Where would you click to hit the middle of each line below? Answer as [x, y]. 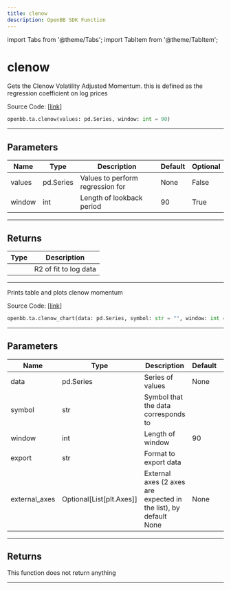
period [91, 207]
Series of [158, 377]
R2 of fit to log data [65, 269]
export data [163, 462]
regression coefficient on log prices [57, 93]
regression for [103, 187]
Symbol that [164, 397]
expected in [163, 499]
